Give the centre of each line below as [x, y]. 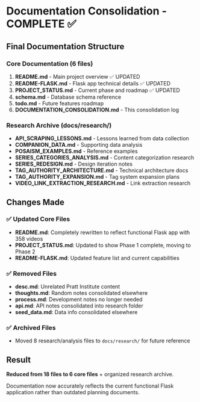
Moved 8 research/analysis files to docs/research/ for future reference [102, 341]
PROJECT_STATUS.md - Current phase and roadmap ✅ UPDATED [98, 90]
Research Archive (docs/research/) [59, 125]
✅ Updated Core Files [38, 219]
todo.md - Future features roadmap [59, 103]
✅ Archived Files [31, 328]
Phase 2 [25, 252]
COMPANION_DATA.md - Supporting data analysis [79, 145]
